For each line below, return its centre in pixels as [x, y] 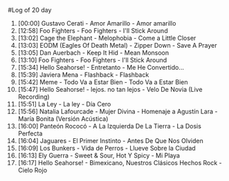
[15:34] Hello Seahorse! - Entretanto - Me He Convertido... [101, 67]
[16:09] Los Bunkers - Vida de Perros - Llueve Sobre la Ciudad [107, 148]
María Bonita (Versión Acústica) [63, 119]
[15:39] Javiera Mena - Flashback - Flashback [83, 75]
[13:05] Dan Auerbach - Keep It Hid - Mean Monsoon [93, 53]
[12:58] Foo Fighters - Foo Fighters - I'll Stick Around [93, 31]
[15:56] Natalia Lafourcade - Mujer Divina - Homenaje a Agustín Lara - [118, 111]
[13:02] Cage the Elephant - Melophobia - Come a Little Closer [107, 38]
